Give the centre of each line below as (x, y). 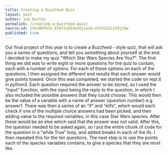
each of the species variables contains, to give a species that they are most (83, 143)
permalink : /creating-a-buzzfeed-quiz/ (47, 24)
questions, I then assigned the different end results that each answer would (83, 74)
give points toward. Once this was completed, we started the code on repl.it (83, 79)
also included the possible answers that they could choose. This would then (83, 95)
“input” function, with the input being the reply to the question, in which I (80, 90)
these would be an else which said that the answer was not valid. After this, (83, 121)
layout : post (19, 14)
